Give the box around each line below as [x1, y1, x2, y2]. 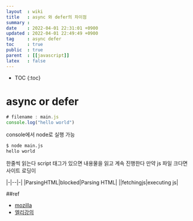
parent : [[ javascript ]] [6, 52, 69, 58]
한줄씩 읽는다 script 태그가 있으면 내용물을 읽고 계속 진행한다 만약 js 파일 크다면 [6, 160, 188, 167]
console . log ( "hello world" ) [6, 120, 75, 126]
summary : [6, 19, 31, 25]
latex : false [6, 58, 46, 64]
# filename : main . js [6, 114, 59, 120]
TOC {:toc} [14, 74, 41, 81]
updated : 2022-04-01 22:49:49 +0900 [6, 31, 99, 37]
